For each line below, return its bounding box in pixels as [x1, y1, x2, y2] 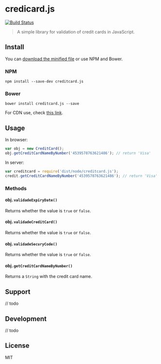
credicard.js [5, 3, 55, 15]
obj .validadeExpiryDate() [5, 197, 57, 203]
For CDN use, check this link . [5, 110, 63, 116]
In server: [5, 159, 24, 165]
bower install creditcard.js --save [5, 101, 79, 106]
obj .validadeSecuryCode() [5, 241, 57, 246]
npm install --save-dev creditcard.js [5, 79, 84, 84]
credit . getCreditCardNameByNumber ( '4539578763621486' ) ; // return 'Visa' [5, 173, 158, 178]
